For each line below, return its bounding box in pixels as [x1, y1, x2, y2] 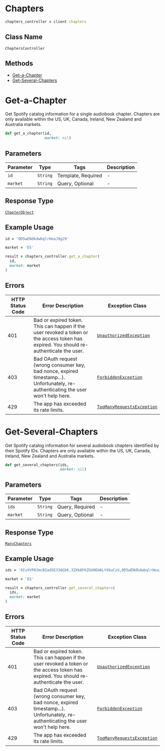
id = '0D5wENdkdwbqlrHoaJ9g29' [5, 236, 69, 241]
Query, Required [57, 503, 95, 510]
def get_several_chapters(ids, [5, 462, 69, 468]
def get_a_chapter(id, [5, 131, 52, 136]
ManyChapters [5, 541, 32, 546]
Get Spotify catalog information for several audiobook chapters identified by [5, 442, 159, 448]
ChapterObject [5, 210, 34, 215]
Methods [5, 60, 33, 68]
